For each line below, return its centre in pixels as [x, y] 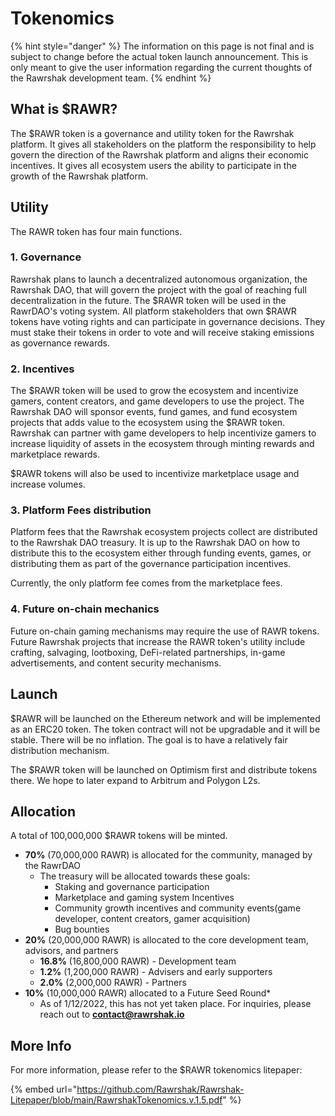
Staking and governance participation [132, 887]
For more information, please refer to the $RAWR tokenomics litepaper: [156, 1070]
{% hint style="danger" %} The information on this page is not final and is [162, 46]
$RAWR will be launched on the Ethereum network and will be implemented [165, 718]
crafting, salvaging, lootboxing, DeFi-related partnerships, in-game [148, 652]
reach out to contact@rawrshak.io [112, 1014]
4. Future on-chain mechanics [85, 609]
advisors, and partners [71, 951]
